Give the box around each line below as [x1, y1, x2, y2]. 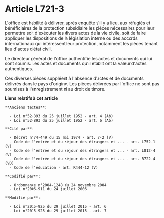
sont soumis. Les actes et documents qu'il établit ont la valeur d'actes [5, 61, 147, 66]
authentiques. [5, 65, 33, 72]
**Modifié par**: [5, 195, 41, 200]
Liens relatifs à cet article [5, 95, 58, 101]
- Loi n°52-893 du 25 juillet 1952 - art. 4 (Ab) [9, 113, 113, 119]
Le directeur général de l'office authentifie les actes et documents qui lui [5, 55, 153, 61]
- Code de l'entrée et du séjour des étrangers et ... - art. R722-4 [9, 156, 155, 161]
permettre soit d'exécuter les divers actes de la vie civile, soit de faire [5, 30, 146, 36]
